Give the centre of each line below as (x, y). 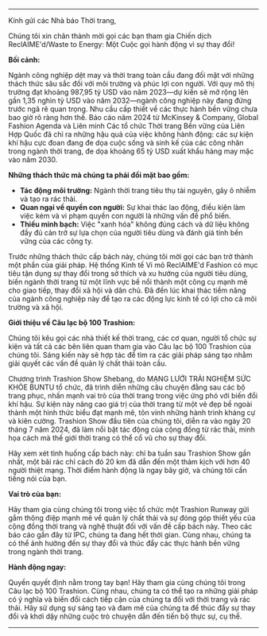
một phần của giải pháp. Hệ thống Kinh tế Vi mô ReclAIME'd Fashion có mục (133, 265)
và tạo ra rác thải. (48, 199)
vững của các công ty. (56, 241)
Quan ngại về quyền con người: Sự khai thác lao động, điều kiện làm (132, 207)
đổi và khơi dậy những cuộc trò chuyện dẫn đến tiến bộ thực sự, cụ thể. (125, 616)
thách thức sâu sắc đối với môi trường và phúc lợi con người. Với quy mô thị (132, 83)
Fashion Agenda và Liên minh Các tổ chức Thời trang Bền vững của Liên (126, 126)
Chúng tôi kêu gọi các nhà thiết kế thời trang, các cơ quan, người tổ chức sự (132, 338)
